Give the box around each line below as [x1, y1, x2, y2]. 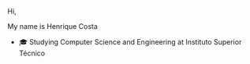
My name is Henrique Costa [7, 22, 98, 30]
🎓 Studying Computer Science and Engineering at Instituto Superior [18, 37, 242, 46]
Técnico [18, 48, 45, 58]
